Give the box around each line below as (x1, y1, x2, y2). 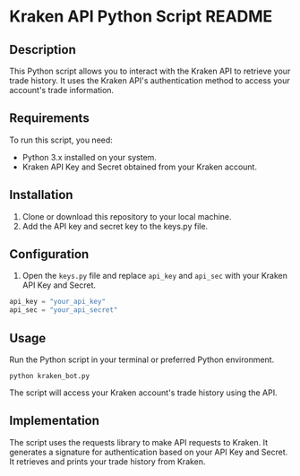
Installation (9, 187, 73, 203)
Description (9, 42, 76, 57)
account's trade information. (9, 85, 115, 95)
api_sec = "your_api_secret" (9, 306, 118, 315)
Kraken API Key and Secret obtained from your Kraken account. (21, 161, 258, 172)
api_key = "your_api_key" (9, 298, 106, 307)
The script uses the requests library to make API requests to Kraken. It (9, 437, 269, 447)
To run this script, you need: (9, 134, 114, 145)
